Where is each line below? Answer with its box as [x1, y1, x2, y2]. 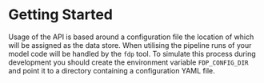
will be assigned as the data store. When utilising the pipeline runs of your [8, 40, 252, 49]
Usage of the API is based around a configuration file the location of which [8, 32, 254, 41]
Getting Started [8, 6, 114, 24]
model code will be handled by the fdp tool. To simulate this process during [8, 49, 256, 58]
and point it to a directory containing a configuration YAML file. [8, 65, 215, 75]
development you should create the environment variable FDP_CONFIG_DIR [8, 57, 249, 67]
